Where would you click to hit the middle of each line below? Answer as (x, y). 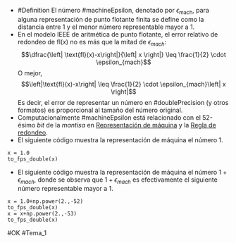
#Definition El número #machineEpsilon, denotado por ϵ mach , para (113, 11)
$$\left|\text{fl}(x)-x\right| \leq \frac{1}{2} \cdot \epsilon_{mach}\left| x (124, 84)
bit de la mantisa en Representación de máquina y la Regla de (126, 125)
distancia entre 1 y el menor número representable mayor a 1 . (106, 27)
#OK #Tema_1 (27, 233)
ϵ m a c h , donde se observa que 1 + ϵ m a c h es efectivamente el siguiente (118, 180)
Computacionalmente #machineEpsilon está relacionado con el (109, 117)
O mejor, (30, 73)
